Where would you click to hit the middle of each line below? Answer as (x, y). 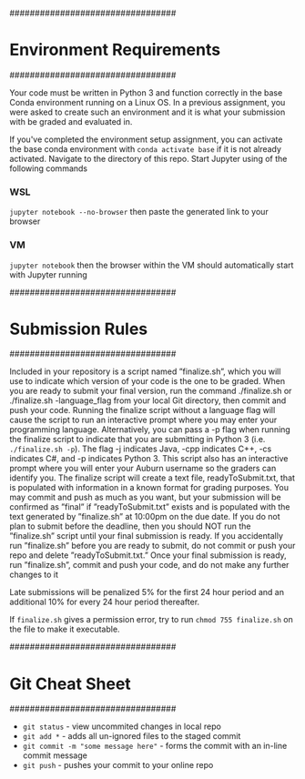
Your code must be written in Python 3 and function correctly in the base (146, 92)
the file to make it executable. (65, 629)
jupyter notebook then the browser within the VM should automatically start (152, 265)
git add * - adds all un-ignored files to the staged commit (132, 736)
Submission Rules (79, 329)
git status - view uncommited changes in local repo (122, 726)
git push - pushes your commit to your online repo (118, 765)
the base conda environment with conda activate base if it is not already (146, 148)
